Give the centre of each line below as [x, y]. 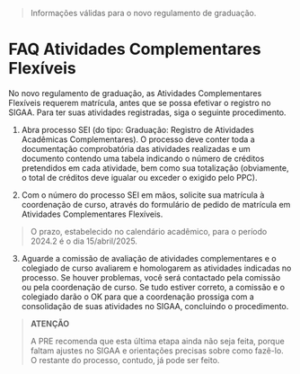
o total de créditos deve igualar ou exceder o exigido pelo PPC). [139, 177]
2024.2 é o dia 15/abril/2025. [84, 241]
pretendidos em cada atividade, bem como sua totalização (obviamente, [155, 168]
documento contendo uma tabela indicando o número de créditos [143, 158]
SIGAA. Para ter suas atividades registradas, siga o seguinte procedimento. [147, 112]
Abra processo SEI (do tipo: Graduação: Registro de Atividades [138, 129]
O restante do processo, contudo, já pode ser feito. [125, 360]
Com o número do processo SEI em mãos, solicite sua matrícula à [143, 195]
